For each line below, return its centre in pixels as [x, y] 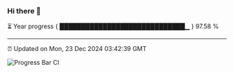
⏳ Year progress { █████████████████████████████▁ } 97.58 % [113, 26]
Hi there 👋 [24, 11]
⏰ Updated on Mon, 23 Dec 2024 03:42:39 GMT [77, 49]
